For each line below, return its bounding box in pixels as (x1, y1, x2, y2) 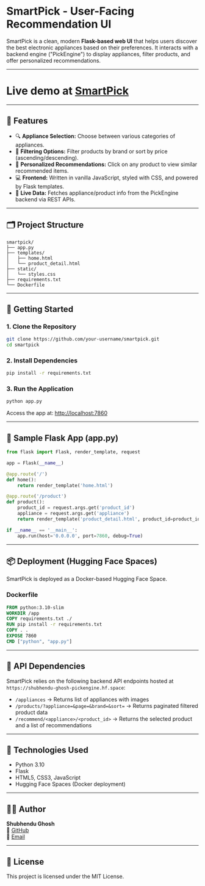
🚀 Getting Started (6, 304, 74, 314)
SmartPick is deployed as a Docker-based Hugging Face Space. (6, 575, 168, 583)
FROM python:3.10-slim (6, 604, 64, 611)
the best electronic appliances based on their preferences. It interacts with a (6, 44, 198, 51)
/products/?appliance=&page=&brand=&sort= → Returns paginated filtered (15, 702, 198, 709)
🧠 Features (6, 116, 48, 126)
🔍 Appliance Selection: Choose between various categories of (15, 132, 176, 140)
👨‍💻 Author (6, 804, 46, 814)
